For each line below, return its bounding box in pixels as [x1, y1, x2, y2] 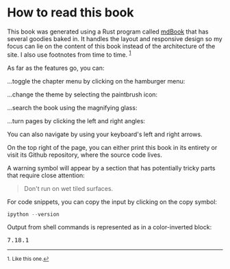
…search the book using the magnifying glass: [7, 103, 138, 112]
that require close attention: [7, 171, 86, 179]
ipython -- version [7, 211, 60, 218]
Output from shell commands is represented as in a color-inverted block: [7, 223, 212, 231]
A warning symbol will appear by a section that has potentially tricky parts [7, 164, 216, 172]
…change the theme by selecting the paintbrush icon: [7, 90, 158, 99]
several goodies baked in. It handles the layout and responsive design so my [7, 34, 222, 42]
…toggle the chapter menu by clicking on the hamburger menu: [7, 77, 186, 85]
